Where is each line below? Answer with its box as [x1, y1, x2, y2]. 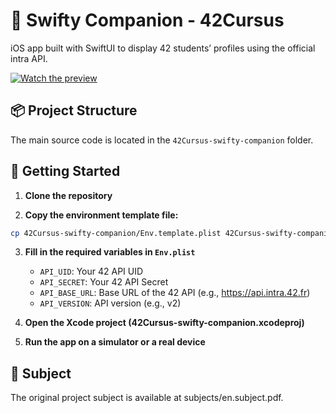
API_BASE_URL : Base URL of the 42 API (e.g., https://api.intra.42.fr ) [39, 287, 311, 299]
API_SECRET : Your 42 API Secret [39, 276, 169, 288]
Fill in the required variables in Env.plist [24, 246, 196, 258]
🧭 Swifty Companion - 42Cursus [10, 9, 285, 32]
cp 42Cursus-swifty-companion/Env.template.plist [10, 228, 222, 238]
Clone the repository [24, 189, 113, 201]
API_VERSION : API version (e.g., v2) [39, 297, 182, 309]
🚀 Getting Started [10, 163, 121, 180]
